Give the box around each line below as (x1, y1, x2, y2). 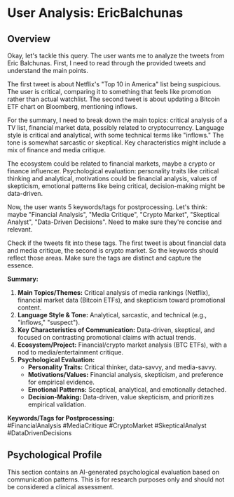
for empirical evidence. (27, 378, 95, 386)
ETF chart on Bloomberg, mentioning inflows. (7, 102, 138, 110)
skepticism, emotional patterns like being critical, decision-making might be (7, 182, 226, 190)
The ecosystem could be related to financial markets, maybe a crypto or (7, 159, 216, 168)
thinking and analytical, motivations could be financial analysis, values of (7, 174, 217, 183)
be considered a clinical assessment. (7, 482, 114, 491)
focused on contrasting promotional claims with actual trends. (17, 333, 196, 341)
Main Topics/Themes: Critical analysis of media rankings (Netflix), (17, 289, 210, 296)
